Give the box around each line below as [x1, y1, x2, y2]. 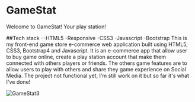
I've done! [6, 78, 31, 85]
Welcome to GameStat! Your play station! [6, 23, 107, 30]
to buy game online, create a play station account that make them [6, 53, 166, 60]
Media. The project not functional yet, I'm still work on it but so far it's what [6, 72, 190, 79]
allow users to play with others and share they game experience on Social [6, 65, 187, 73]
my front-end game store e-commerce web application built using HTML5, [6, 41, 188, 48]
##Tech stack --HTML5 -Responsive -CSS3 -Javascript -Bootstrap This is [6, 34, 188, 41]
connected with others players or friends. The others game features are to [6, 60, 188, 67]
